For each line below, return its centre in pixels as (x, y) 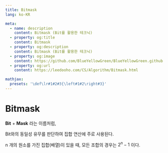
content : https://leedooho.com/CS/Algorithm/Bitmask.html (76, 70)
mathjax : (14, 79)
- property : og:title (32, 38)
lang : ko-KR (18, 15)
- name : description (31, 28)
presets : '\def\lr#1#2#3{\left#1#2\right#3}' (58, 84)
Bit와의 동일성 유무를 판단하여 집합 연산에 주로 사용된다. (60, 134)
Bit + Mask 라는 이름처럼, (31, 123)
